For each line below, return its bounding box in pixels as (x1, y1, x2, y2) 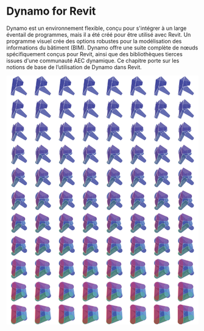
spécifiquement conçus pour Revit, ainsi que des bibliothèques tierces (6, 50, 183, 57)
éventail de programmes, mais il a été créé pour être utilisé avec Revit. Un (6, 31, 191, 38)
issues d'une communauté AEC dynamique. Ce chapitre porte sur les (6, 57, 180, 64)
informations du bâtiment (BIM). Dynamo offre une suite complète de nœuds (6, 44, 199, 51)
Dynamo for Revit (6, 4, 96, 18)
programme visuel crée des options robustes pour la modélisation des (6, 37, 182, 45)
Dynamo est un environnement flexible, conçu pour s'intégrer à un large (6, 24, 187, 32)
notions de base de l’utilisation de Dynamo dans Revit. (6, 63, 142, 71)
